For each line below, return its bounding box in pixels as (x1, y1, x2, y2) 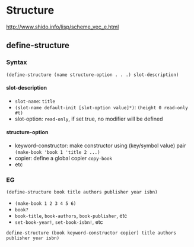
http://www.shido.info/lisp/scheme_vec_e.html (6, 23, 119, 30)
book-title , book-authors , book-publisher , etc (14, 212, 128, 220)
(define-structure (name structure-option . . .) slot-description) (6, 72, 179, 78)
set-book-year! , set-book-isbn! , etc (14, 218, 103, 226)
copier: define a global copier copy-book (14, 155, 113, 162)
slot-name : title (14, 97, 56, 104)
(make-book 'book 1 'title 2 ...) (14, 150, 100, 156)
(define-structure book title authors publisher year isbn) (6, 189, 158, 195)
